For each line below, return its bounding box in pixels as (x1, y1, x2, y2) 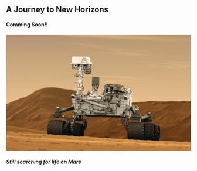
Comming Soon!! (6, 20, 48, 28)
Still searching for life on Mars (6, 158, 81, 166)
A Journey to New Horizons (6, 5, 109, 15)
